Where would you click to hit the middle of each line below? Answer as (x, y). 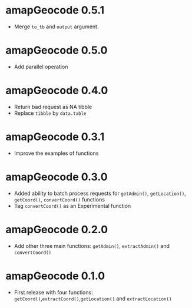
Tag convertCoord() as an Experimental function (72, 206)
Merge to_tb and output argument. (56, 27)
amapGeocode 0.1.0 (55, 276)
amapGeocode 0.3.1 (55, 137)
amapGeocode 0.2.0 (57, 229)
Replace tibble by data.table (50, 113)
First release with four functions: (53, 292)
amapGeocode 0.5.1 (55, 10)
